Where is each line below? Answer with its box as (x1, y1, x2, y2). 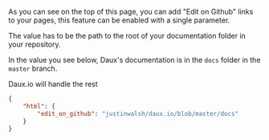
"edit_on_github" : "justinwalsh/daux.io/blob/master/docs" (37, 109, 239, 117)
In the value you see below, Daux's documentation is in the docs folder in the (8, 56, 261, 64)
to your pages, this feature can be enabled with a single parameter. (8, 15, 230, 25)
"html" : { (22, 102, 56, 110)
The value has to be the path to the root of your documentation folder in (8, 31, 247, 40)
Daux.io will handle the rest (8, 80, 98, 89)
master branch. (8, 64, 58, 73)
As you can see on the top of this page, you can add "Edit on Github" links (8, 7, 254, 16)
